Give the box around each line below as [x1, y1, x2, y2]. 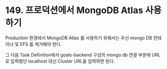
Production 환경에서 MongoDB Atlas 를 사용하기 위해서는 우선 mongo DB [5, 35, 152, 41]
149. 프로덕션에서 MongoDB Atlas [5, 5, 143, 16]
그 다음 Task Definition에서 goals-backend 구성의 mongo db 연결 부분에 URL [5, 51, 161, 58]
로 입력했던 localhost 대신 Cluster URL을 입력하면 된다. [5, 58, 115, 64]
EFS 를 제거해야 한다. [20, 41, 62, 47]
